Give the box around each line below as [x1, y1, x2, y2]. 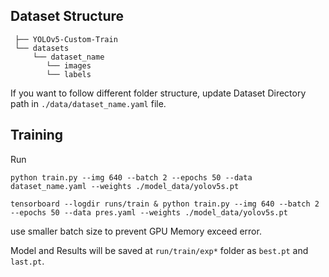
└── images [46, 60, 92, 71]
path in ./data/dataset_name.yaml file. [10, 97, 167, 109]
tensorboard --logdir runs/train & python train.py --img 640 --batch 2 [10, 199, 320, 209]
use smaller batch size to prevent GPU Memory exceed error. [10, 225, 262, 237]
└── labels [46, 69, 92, 79]
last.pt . [10, 255, 45, 267]
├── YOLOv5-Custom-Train [14, 34, 118, 44]
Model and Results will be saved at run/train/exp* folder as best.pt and [10, 244, 309, 256]
